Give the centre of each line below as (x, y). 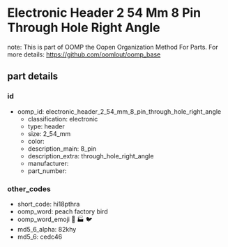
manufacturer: (48, 163)
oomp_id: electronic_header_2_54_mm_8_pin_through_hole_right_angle (119, 111)
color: (36, 141)
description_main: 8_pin (62, 149)
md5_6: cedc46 (40, 237)
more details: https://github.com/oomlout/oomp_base (84, 54)
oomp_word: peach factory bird (62, 211)
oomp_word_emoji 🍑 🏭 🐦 (55, 219)
